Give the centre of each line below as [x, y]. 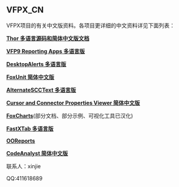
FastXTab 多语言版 [30, 128]
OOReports [21, 141]
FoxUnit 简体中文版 [30, 77]
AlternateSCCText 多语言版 [41, 90]
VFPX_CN [25, 10]
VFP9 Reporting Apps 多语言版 [46, 51]
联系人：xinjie [24, 166]
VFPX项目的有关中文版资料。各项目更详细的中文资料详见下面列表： [91, 25]
